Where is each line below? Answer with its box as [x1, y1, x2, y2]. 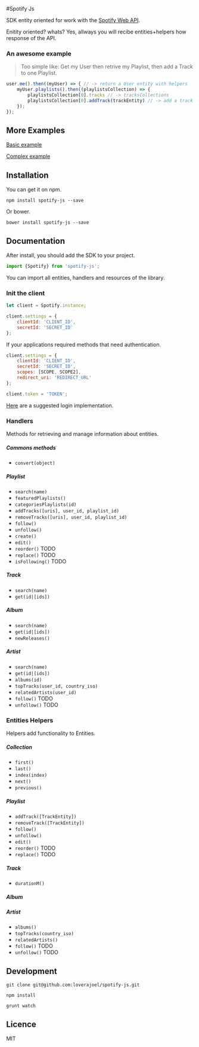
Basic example [6, 141, 42, 148]
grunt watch [6, 1003, 36, 1009]
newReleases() [14, 635, 50, 642]
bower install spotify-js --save [6, 219, 89, 226]
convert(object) [14, 460, 55, 466]
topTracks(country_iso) [14, 931, 74, 937]
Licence [6, 1019, 37, 1029]
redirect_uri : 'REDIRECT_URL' [17, 375, 92, 381]
